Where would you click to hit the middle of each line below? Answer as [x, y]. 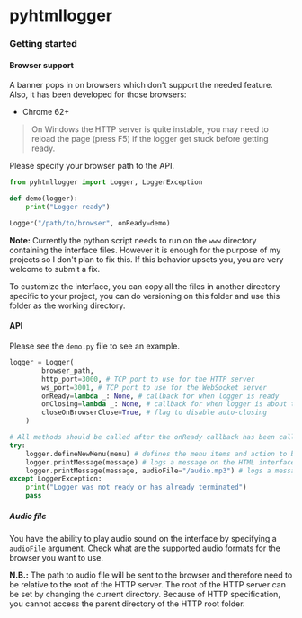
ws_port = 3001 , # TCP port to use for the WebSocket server [155, 387]
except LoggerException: [56, 479]
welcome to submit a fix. [55, 269]
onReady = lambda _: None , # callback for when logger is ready [160, 396]
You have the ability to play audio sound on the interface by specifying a [143, 538]
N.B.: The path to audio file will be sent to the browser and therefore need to [151, 575]
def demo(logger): [44, 199]
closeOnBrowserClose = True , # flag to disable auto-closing [155, 413]
